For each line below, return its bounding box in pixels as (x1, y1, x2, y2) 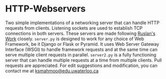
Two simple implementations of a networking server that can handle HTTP (5, 20, 160, 26)
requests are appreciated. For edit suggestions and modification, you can (5, 62, 158, 68)
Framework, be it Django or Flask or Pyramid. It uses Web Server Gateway (5, 41, 159, 47)
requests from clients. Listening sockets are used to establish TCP (5, 25, 143, 31)
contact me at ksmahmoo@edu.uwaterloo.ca (5, 67, 99, 73)
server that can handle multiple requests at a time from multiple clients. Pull (5, 57, 162, 63)
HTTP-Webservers (5, 3, 86, 15)
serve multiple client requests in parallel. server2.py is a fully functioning (5, 51, 156, 58)
